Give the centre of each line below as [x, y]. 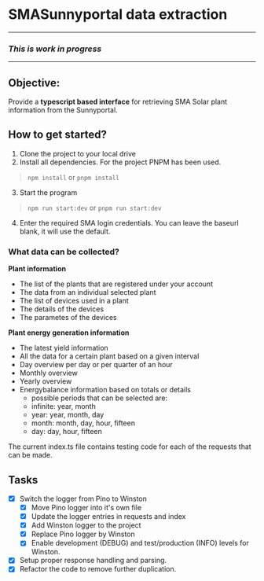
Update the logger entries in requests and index [108, 517]
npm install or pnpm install [73, 177]
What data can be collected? [64, 252]
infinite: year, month [63, 406]
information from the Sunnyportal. [63, 110]
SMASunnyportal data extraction [118, 15]
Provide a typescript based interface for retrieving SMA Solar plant [118, 102]
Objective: [34, 83]
